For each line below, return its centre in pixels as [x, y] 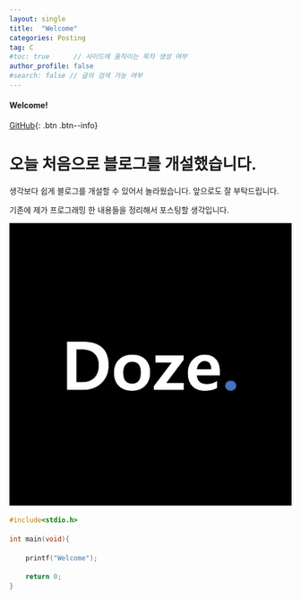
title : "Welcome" [43, 28]
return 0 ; [44, 577]
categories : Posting [48, 38]
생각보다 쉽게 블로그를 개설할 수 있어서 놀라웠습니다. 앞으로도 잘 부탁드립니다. [144, 191]
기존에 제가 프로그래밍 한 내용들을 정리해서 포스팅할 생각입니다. [120, 210]
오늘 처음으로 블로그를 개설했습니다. [133, 165]
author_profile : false [52, 66]
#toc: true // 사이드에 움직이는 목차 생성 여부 [99, 57]
